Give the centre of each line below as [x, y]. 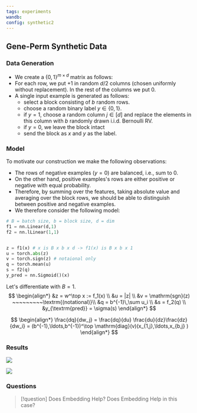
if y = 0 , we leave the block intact [64, 127]
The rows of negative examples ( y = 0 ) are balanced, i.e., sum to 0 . [96, 173]
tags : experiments [29, 11]
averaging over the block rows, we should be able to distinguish [92, 198]
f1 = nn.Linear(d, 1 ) [32, 227]
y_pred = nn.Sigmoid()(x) [38, 275]
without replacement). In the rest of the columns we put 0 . [85, 90]
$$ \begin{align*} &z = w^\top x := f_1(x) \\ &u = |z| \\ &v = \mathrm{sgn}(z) [99, 296]
